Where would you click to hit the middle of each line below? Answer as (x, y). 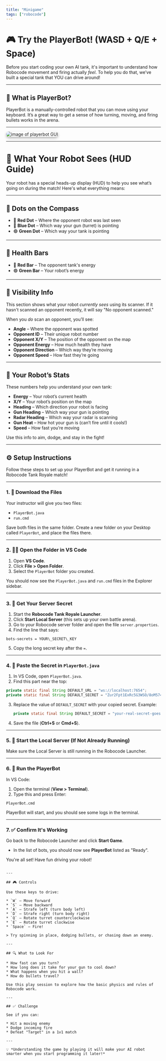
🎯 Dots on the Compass (43, 208)
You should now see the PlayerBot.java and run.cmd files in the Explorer (79, 581)
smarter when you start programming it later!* (56, 1054)
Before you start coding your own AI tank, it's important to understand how (82, 67)
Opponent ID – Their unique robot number (56, 334)
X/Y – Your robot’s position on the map (52, 402)
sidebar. (14, 586)
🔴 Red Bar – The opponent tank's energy (54, 265)
